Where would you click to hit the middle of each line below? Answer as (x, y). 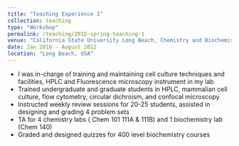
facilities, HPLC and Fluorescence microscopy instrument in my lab (116, 81)
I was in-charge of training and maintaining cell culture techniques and (121, 74)
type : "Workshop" (33, 27)
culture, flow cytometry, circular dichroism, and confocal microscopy (118, 96)
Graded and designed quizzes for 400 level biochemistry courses (114, 134)
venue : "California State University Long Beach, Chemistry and (105, 41)
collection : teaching (39, 21)
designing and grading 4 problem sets (74, 112)
